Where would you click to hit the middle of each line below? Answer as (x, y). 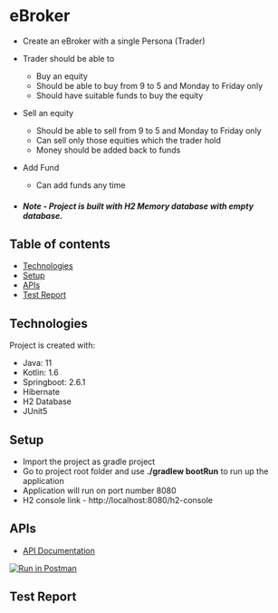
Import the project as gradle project (89, 461)
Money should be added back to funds (108, 150)
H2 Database (47, 401)
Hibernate (41, 392)
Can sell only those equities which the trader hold (129, 140)
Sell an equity (48, 113)
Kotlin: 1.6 (40, 372)
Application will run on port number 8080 (99, 490)
